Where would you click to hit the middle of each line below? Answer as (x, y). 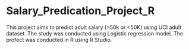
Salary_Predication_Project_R (81, 11)
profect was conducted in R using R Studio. (59, 40)
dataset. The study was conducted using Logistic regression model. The (94, 33)
